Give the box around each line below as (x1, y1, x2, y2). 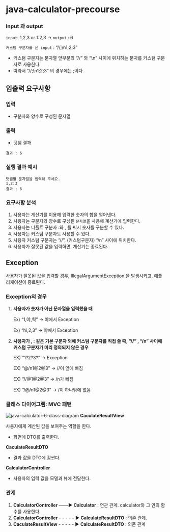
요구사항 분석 (6, 199, 36, 206)
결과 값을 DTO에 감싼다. (13, 455, 61, 461)
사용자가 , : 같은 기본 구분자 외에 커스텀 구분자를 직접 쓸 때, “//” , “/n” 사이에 (13, 338, 162, 344)
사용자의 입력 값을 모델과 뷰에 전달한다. (13, 475, 91, 482)
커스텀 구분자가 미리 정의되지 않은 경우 (13, 344, 89, 351)
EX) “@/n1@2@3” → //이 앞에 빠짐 (13, 365, 83, 371)
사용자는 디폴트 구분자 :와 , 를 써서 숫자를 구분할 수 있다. (13, 224, 124, 230)
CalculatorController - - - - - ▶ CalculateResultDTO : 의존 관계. (13, 515, 147, 521)
